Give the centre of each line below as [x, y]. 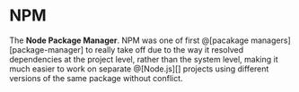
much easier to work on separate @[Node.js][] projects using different [139, 69]
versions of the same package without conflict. [96, 78]
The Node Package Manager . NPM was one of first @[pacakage [129, 40]
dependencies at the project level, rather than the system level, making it [144, 59]
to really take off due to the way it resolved [164, 49]
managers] [271, 40]
